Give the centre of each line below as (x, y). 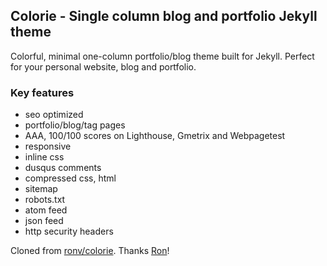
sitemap (41, 189)
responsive (48, 146)
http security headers (69, 231)
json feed (44, 221)
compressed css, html (70, 178)
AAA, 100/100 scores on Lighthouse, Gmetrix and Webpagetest (155, 136)
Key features (42, 92)
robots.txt (45, 200)
